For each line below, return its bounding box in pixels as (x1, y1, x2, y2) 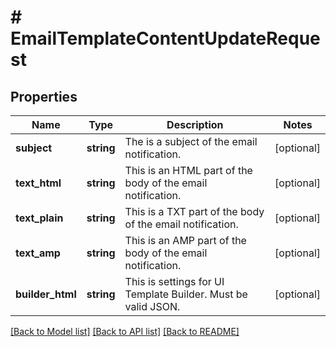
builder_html (15, 287, 77, 301)
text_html (15, 176, 62, 190)
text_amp (15, 246, 61, 260)
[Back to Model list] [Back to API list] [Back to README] (10, 326, 240, 337)
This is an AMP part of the (124, 234, 247, 247)
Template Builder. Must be (124, 287, 248, 301)
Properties (10, 88, 78, 105)
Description (166, 118, 224, 131)
